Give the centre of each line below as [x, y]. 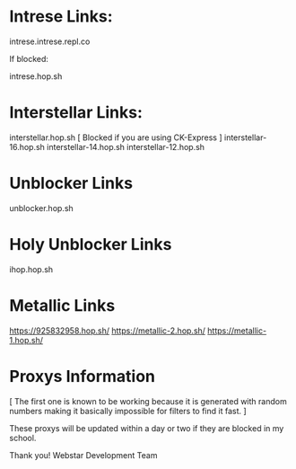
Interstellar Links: [76, 113]
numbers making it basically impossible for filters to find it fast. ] [128, 411]
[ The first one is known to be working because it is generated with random [148, 401]
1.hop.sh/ [26, 340]
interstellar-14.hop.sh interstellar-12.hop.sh [125, 146]
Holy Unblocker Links [91, 244]
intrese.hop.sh [36, 76]
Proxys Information [82, 376]
